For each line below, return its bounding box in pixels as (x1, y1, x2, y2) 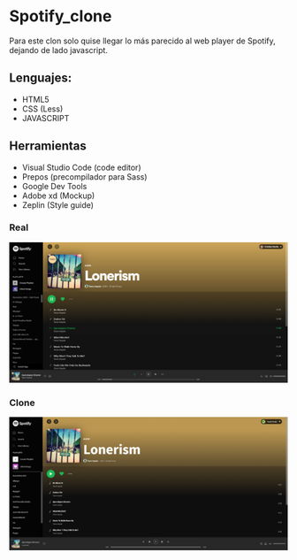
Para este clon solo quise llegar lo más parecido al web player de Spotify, (9, 35, 276, 46)
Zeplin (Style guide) (21, 199, 95, 210)
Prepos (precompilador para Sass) (21, 171, 148, 182)
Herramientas (9, 139, 87, 154)
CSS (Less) (21, 104, 64, 114)
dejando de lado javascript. (9, 44, 109, 55)
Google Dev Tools (21, 180, 88, 191)
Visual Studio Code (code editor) (21, 162, 141, 173)
